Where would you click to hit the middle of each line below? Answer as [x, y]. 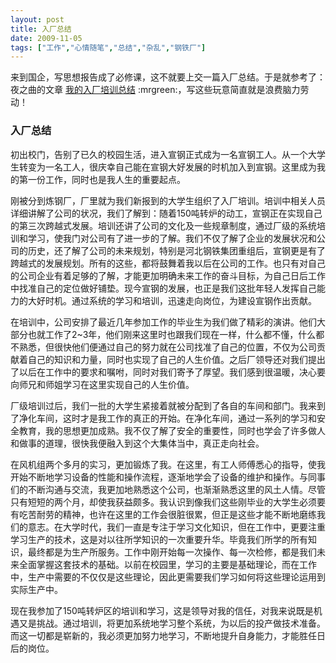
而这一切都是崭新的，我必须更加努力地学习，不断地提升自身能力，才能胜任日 [168, 635]
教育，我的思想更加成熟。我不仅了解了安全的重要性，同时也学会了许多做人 [172, 430]
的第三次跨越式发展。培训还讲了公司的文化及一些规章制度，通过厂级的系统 [163, 225]
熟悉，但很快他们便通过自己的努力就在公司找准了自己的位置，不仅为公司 [167, 347]
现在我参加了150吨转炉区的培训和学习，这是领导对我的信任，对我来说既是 [162, 610]
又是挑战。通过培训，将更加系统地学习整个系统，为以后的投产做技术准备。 [172, 623]
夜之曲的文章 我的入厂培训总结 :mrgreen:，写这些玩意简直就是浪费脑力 [155, 90]
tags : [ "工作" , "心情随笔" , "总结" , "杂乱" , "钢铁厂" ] [108, 47]
